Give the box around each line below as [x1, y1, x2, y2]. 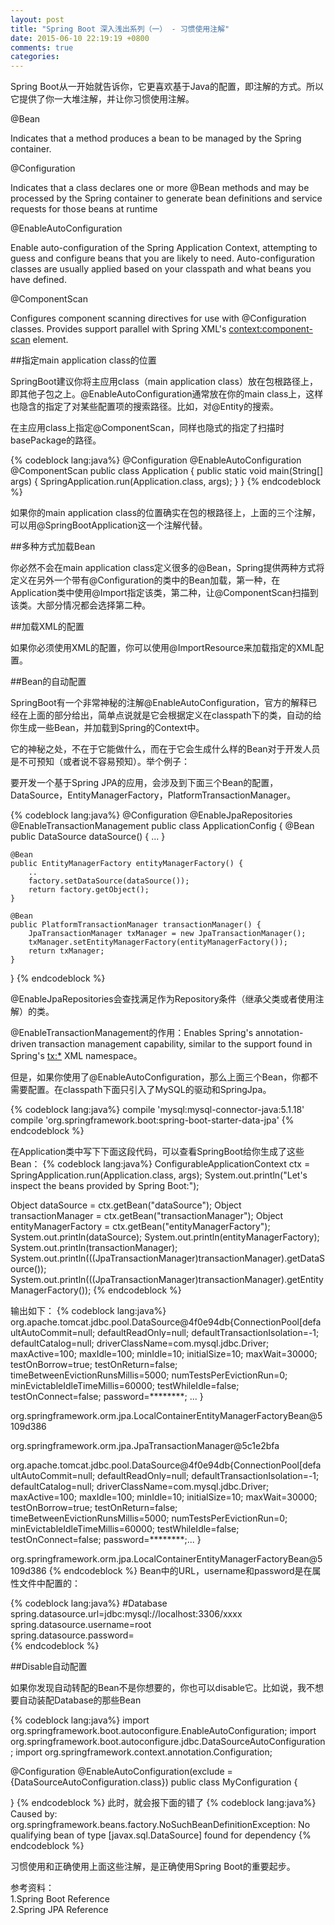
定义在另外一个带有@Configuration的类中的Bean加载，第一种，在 [10, 574, 281, 586]
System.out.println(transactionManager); [10, 1242, 178, 1254]
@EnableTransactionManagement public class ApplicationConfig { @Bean [10, 820, 315, 832]
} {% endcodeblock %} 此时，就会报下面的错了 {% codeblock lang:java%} [10, 1797, 317, 1809]
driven [10, 1038, 37, 1050]
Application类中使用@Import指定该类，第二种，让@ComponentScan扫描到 [10, 587, 319, 599]
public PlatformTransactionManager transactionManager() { [10, 920, 262, 930]
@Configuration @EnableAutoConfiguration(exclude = [10, 1766, 233, 1778]
